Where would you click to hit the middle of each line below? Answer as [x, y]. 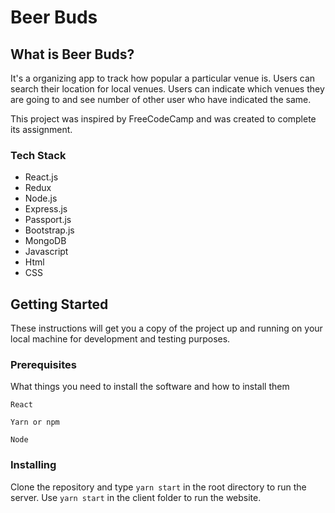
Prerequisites [43, 365]
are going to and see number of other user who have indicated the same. [161, 99]
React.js [41, 177]
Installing [33, 465]
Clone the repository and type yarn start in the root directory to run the [158, 487]
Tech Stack [38, 155]
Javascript [46, 252]
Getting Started [59, 304]
